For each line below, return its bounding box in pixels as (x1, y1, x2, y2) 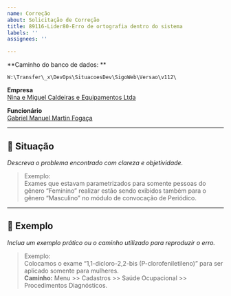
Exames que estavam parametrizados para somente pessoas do (23, 179, 206, 187)
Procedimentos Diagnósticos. (23, 281, 108, 289)
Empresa (7, 86, 33, 94)
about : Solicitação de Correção (7, 17, 100, 23)
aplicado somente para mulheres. (23, 266, 119, 275)
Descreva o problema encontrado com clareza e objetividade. (7, 158, 184, 167)
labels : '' (7, 29, 38, 36)
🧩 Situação (7, 140, 54, 152)
